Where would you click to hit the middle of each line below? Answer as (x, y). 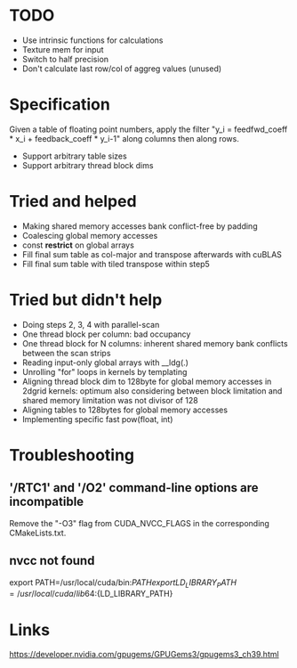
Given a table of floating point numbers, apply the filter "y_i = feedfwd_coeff (148, 129)
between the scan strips (66, 353)
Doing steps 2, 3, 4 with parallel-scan (91, 324)
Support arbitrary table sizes (74, 156)
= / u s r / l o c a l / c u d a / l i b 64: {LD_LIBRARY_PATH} (91, 594)
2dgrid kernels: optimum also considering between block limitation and (152, 391)
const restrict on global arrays (78, 245)
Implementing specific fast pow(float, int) (97, 419)
